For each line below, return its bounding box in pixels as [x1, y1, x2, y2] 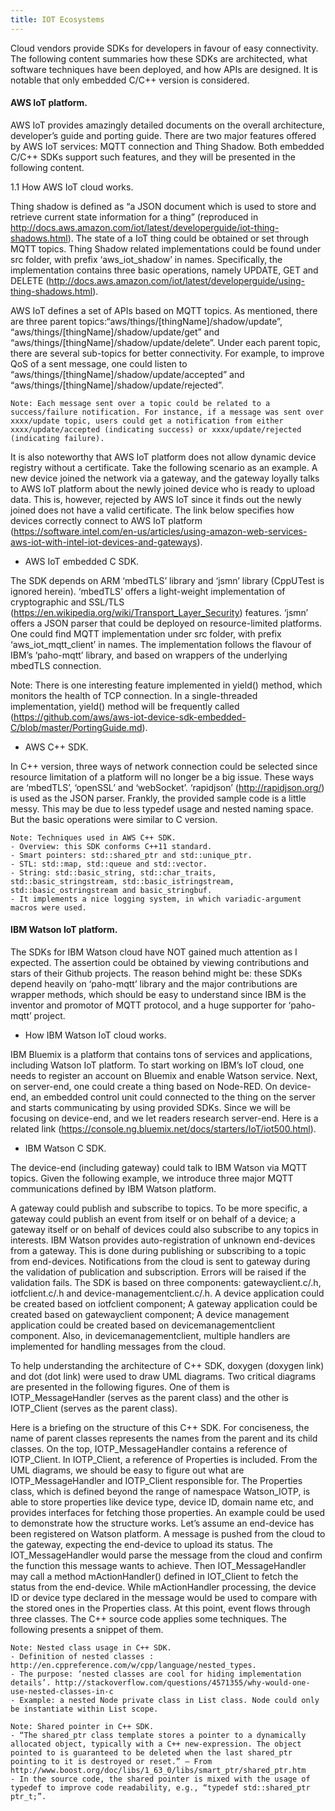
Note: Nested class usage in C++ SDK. [10, 1643, 172, 1653]
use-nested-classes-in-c [10, 1687, 114, 1697]
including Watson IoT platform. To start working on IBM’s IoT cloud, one [10, 1059, 305, 1071]
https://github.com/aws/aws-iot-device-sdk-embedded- [13, 711, 247, 723]
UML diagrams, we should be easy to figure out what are [10, 1464, 245, 1476]
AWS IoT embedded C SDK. [24, 555, 140, 567]
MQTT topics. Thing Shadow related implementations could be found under [10, 242, 322, 255]
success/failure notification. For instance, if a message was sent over [10, 407, 325, 417]
